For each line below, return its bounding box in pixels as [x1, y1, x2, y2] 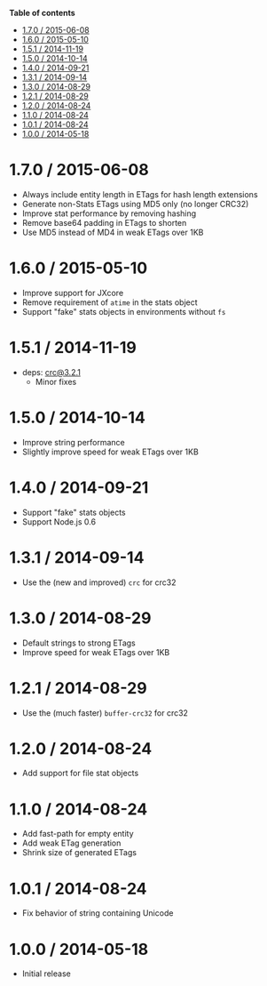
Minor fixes [35, 376, 77, 387]
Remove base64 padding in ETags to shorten [21, 217, 187, 228]
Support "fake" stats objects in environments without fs [21, 306, 226, 317]
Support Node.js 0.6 [21, 516, 96, 527]
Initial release [21, 968, 71, 979]
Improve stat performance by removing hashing [21, 208, 197, 219]
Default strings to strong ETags [21, 637, 136, 648]
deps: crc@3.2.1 [21, 366, 82, 377]
